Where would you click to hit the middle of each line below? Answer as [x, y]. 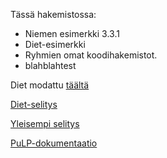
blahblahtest [50, 65]
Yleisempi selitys [45, 123]
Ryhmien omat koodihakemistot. [91, 55]
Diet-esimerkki [55, 44]
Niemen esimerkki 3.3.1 [72, 33]
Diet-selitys [34, 104]
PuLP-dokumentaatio [54, 143]
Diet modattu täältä [50, 85]
